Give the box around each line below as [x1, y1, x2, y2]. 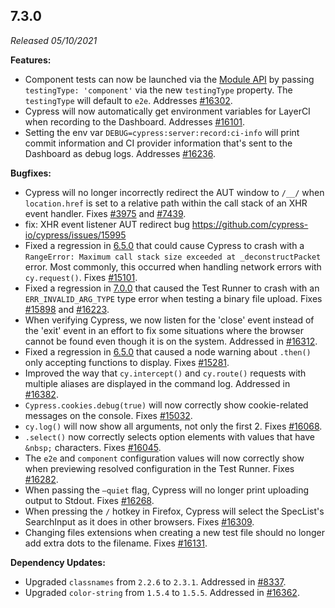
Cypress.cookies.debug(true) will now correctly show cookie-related [24, 399, 309, 411]
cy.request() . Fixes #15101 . [24, 271, 138, 283]
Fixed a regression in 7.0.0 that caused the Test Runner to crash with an [24, 282, 320, 294]
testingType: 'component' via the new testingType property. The [24, 84, 293, 96]
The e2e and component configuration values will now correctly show [24, 452, 305, 464]
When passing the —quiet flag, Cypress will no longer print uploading [24, 484, 309, 496]
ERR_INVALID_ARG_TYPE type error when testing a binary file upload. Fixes [24, 292, 323, 304]
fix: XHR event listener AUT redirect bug [24, 218, 190, 230]
